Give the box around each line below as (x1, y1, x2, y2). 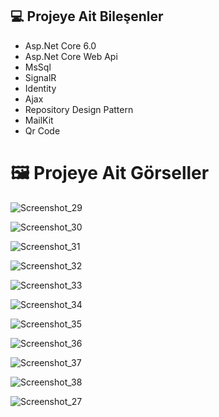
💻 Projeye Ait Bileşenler (10, 8, 164, 25)
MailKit (24, 114, 54, 126)
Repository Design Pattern (24, 103, 134, 115)
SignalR (24, 71, 57, 83)
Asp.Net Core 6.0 (24, 39, 97, 52)
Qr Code (24, 124, 61, 137)
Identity (24, 82, 57, 94)
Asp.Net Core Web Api (24, 50, 118, 62)
